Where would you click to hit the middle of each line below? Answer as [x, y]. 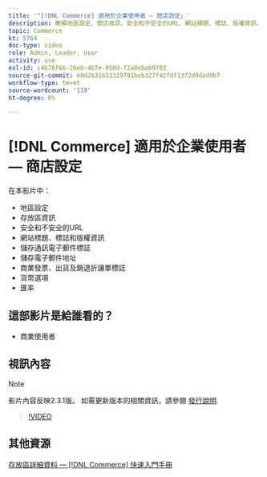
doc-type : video [35, 46]
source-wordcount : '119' [50, 90]
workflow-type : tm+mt [44, 83]
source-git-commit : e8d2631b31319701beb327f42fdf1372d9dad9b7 [114, 75]
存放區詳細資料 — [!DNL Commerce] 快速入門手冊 [91, 464]
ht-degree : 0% [32, 98]
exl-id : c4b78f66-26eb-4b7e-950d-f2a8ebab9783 [87, 68]
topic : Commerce [35, 30]
